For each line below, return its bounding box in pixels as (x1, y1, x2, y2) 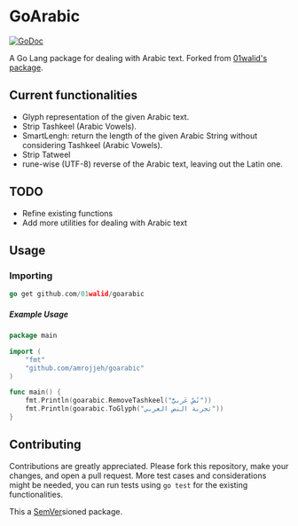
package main (9, 331, 58, 341)
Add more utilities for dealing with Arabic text (21, 217, 188, 228)
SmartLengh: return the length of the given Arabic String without (21, 130, 258, 141)
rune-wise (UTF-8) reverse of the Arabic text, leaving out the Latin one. (21, 158, 284, 169)
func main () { (9, 388, 62, 396)
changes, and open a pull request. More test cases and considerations (9, 470, 267, 481)
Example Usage (9, 309, 69, 319)
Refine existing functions (21, 208, 114, 218)
